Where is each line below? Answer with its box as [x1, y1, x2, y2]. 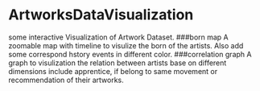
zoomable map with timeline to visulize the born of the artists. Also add [8, 40, 244, 50]
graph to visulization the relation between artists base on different [8, 58, 227, 68]
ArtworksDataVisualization [8, 6, 194, 24]
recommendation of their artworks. [8, 75, 125, 85]
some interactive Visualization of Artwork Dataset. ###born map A [8, 32, 229, 42]
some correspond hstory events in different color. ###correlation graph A [8, 49, 252, 59]
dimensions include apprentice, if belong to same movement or [8, 66, 218, 76]
